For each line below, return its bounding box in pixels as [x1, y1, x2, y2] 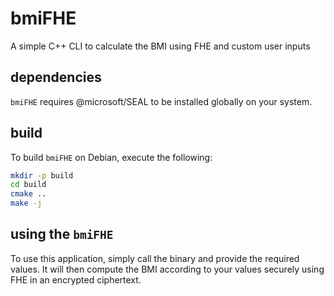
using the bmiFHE [10, 226, 114, 243]
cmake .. [10, 189, 47, 199]
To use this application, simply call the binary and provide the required [10, 252, 300, 264]
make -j [10, 198, 43, 209]
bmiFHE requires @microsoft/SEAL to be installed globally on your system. [10, 95, 313, 107]
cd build [10, 180, 47, 190]
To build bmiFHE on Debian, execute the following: [10, 151, 213, 163]
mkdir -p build [10, 170, 74, 181]
